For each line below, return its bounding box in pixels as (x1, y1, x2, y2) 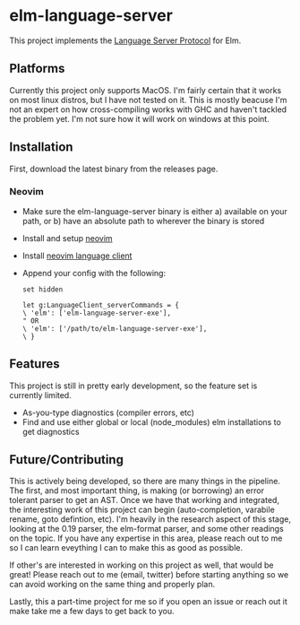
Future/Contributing (9, 452, 124, 467)
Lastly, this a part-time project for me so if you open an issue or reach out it (9, 596, 288, 607)
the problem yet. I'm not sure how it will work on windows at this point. (9, 113, 270, 124)
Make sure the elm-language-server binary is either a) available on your (21, 205, 288, 216)
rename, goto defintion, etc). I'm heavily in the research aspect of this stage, (9, 514, 291, 525)
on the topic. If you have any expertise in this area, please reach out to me (9, 533, 283, 543)
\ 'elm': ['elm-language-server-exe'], (21, 308, 172, 317)
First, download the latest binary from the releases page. (9, 163, 219, 174)
